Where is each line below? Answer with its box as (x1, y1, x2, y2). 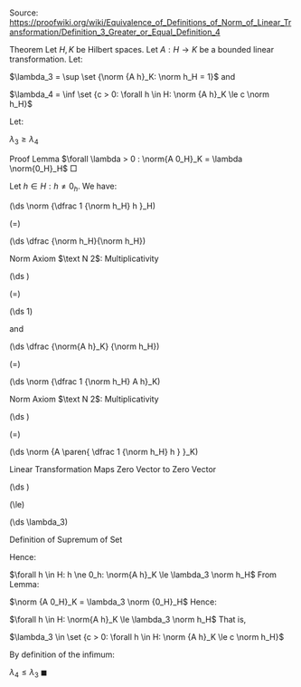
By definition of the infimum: (9, 649, 116, 660)
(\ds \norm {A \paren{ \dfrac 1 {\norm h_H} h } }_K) (9, 446, 199, 457)
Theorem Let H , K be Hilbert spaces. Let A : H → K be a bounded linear (9, 44, 274, 55)
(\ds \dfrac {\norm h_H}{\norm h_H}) (9, 235, 146, 247)
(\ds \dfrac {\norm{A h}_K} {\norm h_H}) (9, 341, 160, 352)
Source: (9, 7, 39, 18)
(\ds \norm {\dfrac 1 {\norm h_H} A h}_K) (9, 375, 161, 387)
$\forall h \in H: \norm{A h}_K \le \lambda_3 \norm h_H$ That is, (9, 614, 247, 624)
